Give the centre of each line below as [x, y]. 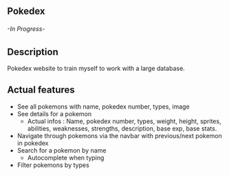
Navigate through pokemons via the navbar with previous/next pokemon [119, 135]
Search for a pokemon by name [62, 150]
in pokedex [33, 143]
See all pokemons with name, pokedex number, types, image [103, 107]
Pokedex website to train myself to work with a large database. [96, 69]
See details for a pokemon [54, 113]
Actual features [41, 90]
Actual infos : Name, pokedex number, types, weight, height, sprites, [124, 121]
